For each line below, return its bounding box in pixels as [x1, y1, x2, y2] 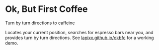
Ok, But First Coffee [5, 3, 88, 15]
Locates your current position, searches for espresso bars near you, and [5, 29, 154, 35]
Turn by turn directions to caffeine [5, 20, 75, 26]
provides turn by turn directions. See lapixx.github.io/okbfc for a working [5, 35, 154, 41]
